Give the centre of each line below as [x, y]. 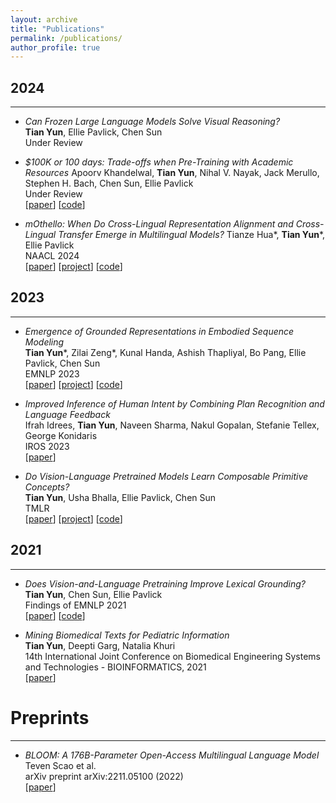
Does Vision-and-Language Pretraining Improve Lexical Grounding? [165, 583]
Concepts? [47, 487]
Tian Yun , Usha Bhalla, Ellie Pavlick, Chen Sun [120, 497]
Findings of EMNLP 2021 [75, 605]
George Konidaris [61, 435]
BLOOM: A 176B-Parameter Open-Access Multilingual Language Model [172, 755]
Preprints [50, 717]
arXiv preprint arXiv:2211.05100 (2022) [104, 776]
